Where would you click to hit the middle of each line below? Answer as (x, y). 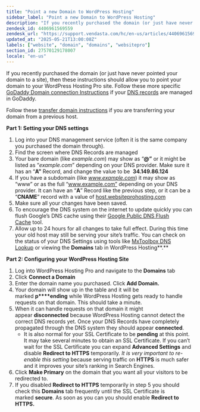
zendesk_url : (22, 34)
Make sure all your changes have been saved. (71, 203)
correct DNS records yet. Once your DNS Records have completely (97, 321)
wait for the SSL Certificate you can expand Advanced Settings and (107, 346)
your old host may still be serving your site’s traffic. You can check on (100, 235)
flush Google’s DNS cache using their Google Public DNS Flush (92, 216)
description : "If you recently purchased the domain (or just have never (100, 23)
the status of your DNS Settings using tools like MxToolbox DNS (93, 241)
